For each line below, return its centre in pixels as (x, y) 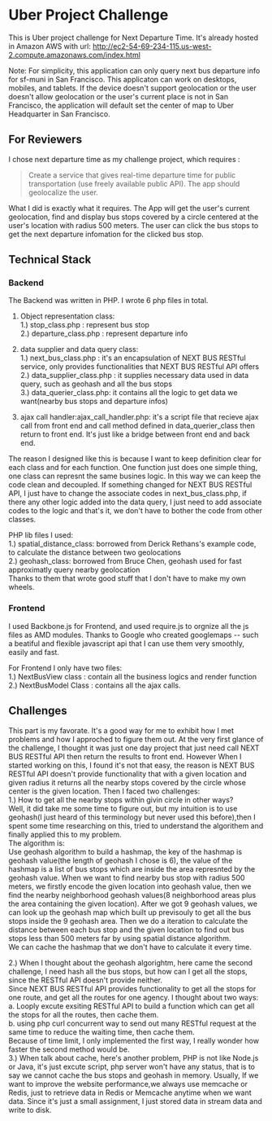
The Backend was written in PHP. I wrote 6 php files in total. (108, 301)
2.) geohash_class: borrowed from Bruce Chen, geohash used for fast (125, 561)
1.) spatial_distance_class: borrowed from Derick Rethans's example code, (132, 544)
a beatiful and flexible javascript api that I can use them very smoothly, (127, 643)
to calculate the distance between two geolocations (95, 552)
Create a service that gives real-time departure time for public (132, 175)
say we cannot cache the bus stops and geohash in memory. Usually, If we (134, 1075)
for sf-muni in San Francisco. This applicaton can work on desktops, (123, 79)
